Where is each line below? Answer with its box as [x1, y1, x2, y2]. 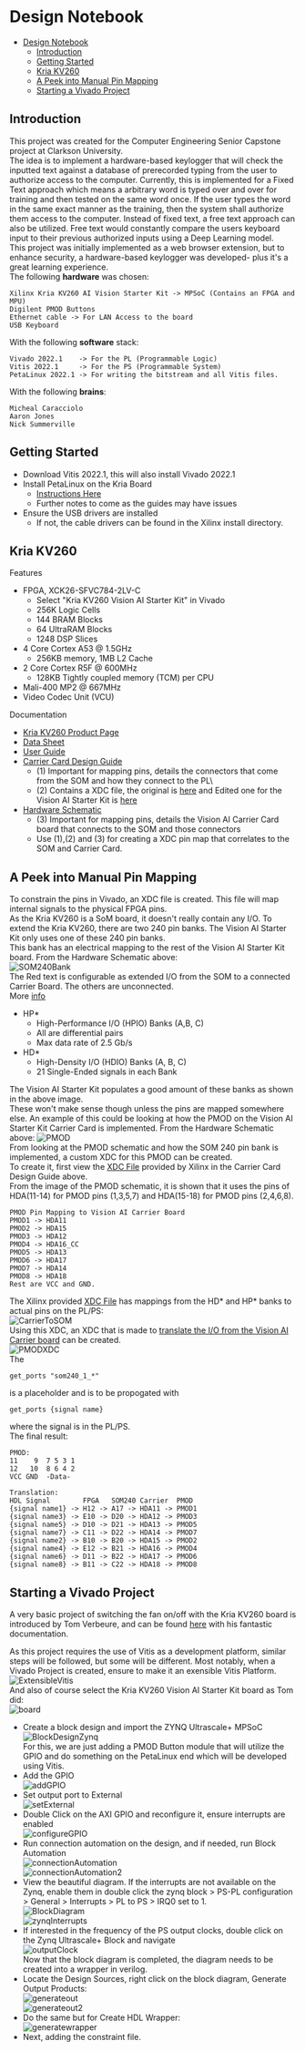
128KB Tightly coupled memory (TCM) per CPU [36, 672, 214, 683]
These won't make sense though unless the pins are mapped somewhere [9, 1103, 285, 1114]
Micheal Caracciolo [9, 404, 84, 413]
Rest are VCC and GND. [9, 1280, 96, 1289]
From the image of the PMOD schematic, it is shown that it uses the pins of [9, 1181, 290, 1192]
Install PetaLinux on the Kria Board [22, 478, 153, 489]
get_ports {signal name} [9, 1405, 104, 1414]
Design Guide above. [9, 1171, 88, 1182]
